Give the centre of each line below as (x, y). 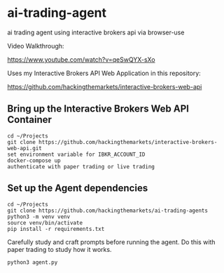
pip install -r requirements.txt (56, 229)
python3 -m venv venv (39, 217)
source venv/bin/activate (45, 222)
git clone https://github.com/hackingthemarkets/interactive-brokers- (112, 142)
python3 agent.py (33, 262)
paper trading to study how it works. (59, 249)
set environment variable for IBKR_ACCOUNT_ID (76, 154)
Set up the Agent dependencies (78, 188)
